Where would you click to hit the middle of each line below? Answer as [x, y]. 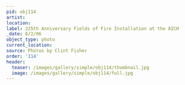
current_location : [29, 45]
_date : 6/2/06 [24, 34]
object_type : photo [31, 40]
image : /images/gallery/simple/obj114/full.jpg [73, 73]
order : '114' [23, 56]
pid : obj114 [21, 12]
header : [16, 62]
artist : [16, 17]
